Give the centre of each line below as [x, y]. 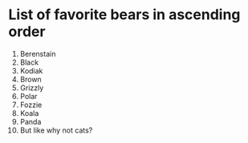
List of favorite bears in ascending [124, 15]
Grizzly [32, 87]
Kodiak [31, 70]
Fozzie [31, 105]
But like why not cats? [56, 130]
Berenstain [38, 54]
